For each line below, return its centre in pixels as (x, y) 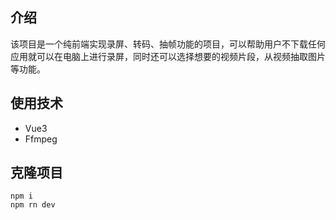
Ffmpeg (41, 139)
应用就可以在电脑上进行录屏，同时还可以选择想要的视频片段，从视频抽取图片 (168, 56)
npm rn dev (33, 205)
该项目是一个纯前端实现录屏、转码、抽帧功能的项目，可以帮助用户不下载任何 (168, 44)
